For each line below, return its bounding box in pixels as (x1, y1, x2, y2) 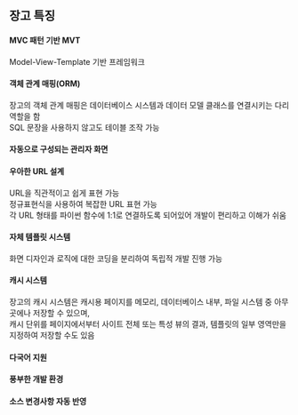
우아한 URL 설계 (9, 165, 65, 176)
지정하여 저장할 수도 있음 (9, 330, 95, 340)
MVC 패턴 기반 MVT (9, 35, 81, 45)
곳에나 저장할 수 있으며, (9, 307, 91, 318)
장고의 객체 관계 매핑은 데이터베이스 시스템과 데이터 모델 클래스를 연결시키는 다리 (9, 100, 290, 110)
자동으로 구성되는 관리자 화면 (9, 144, 109, 155)
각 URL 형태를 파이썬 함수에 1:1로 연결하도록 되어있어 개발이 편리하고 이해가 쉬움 (9, 210, 287, 220)
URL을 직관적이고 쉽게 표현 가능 (9, 188, 120, 198)
